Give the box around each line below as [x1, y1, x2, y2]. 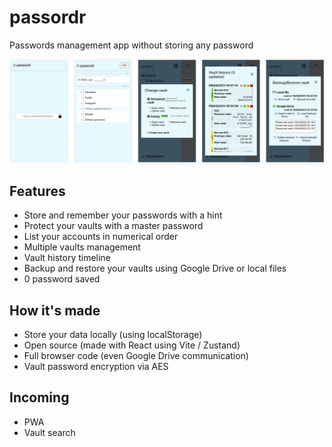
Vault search [23, 426, 76, 438]
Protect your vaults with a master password [23, 220, 204, 232]
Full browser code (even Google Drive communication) [23, 349, 249, 361]
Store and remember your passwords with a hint [23, 209, 223, 221]
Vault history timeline [23, 252, 111, 264]
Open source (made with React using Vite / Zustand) [23, 339, 241, 351]
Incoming [9, 389, 70, 406]
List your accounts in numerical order [23, 231, 179, 243]
